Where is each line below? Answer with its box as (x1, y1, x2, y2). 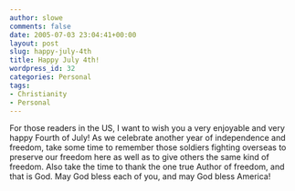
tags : (9, 81, 30, 90)
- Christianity (9, 89, 68, 98)
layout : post (9, 38, 59, 48)
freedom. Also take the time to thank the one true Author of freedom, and (9, 161, 285, 173)
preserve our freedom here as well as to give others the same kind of (9, 152, 269, 163)
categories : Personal (9, 73, 92, 82)
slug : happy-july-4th (9, 47, 92, 56)
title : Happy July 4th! (9, 55, 100, 65)
